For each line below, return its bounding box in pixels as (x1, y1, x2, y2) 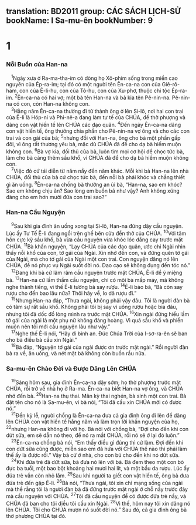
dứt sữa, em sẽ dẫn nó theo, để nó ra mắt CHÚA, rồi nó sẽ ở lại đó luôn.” (6, 432, 180, 439)
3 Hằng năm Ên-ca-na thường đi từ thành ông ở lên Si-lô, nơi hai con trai (11, 107, 184, 115)
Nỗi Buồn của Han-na (6, 60, 68, 68)
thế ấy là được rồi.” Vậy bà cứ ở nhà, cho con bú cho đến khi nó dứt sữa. (6, 451, 180, 459)
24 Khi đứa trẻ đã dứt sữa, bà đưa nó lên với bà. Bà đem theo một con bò (11, 457, 184, 466)
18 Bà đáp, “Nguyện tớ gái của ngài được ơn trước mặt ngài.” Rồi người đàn (11, 342, 189, 351)
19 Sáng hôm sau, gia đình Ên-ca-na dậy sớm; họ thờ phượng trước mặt (11, 378, 181, 386)
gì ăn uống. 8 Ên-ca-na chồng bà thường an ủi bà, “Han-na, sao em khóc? (6, 180, 183, 189)
